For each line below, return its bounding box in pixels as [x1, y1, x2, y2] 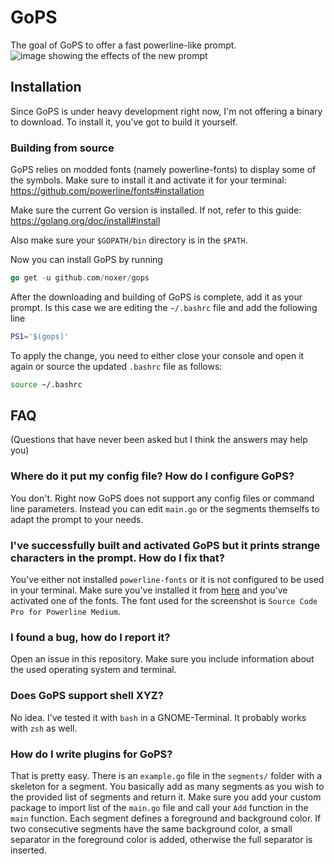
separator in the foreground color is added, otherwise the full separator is [10, 833, 313, 845]
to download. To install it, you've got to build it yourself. [10, 116, 238, 128]
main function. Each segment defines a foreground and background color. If [10, 812, 322, 824]
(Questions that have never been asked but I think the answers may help [10, 434, 308, 446]
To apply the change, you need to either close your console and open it [10, 349, 305, 361]
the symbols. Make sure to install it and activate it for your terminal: [10, 174, 287, 186]
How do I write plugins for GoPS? [10, 747, 173, 761]
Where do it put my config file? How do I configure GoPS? [10, 469, 295, 483]
